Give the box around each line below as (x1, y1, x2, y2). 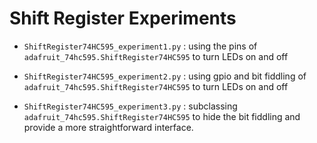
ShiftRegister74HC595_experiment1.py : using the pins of (23, 40, 258, 52)
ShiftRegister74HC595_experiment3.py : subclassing (23, 100, 238, 112)
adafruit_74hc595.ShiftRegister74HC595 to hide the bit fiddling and (23, 110, 301, 122)
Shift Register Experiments (9, 7, 237, 30)
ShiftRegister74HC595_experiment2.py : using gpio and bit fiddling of (23, 70, 307, 82)
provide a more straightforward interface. (23, 121, 194, 133)
